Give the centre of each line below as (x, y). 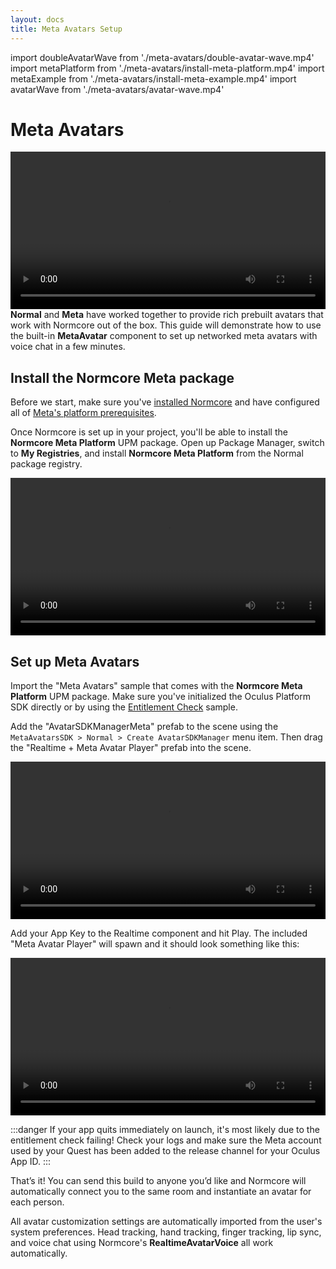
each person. (37, 1202)
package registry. (46, 464)
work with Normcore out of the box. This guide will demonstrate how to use (166, 325)
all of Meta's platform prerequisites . (83, 413)
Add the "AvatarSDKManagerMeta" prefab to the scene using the (144, 727)
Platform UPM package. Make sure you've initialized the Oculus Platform (160, 697)
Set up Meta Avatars (75, 661)
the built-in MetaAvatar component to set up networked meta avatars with (164, 336)
